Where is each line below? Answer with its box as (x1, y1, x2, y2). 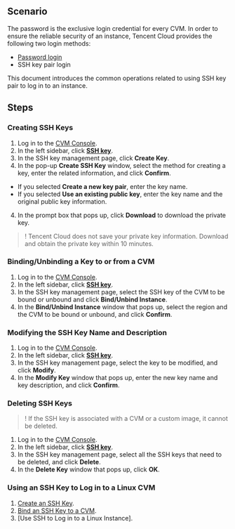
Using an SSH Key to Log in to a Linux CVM (7, 483, 156, 492)
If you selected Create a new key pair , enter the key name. (17, 182, 188, 190)
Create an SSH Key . (17, 499, 75, 507)
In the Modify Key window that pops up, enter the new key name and (17, 374, 218, 382)
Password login (17, 53, 62, 61)
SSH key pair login (17, 60, 72, 69)
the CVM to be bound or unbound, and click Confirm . (17, 310, 173, 318)
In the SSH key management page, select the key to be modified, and (17, 358, 218, 367)
